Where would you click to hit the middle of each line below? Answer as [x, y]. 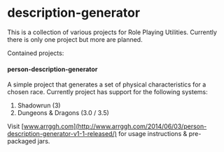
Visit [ [16, 126]
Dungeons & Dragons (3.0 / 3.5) [63, 113]
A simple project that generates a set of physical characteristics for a [107, 84]
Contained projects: [36, 53]
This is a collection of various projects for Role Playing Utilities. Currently [112, 32]
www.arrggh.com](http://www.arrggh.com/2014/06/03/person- [115, 126]
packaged [22, 142]
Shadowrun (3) [39, 105]
